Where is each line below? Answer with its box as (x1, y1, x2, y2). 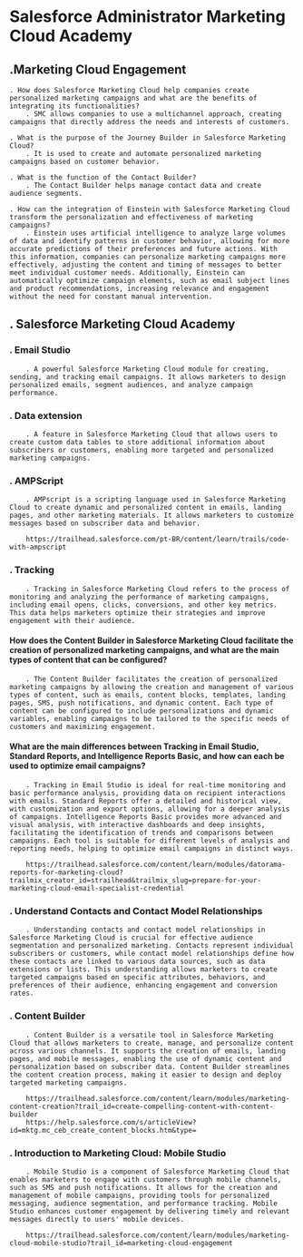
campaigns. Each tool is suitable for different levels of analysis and (9, 836, 290, 845)
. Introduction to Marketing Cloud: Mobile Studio (9, 1146, 227, 1159)
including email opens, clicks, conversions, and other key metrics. (9, 600, 279, 609)
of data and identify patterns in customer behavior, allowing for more (9, 237, 290, 246)
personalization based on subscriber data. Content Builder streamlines (9, 1062, 290, 1071)
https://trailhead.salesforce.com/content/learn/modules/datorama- (25, 860, 286, 869)
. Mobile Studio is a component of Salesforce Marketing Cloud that (25, 1167, 290, 1176)
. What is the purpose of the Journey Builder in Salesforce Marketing (9, 133, 286, 142)
